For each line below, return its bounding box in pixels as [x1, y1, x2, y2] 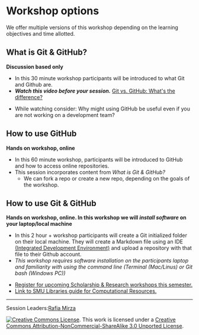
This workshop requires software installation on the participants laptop [14, 257, 189, 264]
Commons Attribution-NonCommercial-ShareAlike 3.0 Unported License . [6, 323, 184, 330]
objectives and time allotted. [6, 30, 75, 37]
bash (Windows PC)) [14, 270, 66, 277]
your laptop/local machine [6, 220, 72, 227]
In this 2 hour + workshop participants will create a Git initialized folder [14, 232, 188, 239]
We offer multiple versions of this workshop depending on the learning [6, 24, 179, 31]
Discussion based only [6, 63, 63, 70]
